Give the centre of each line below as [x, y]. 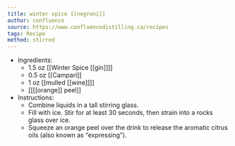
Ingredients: [35, 60]
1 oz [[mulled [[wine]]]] [61, 83]
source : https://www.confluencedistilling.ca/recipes [88, 27]
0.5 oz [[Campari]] [55, 75]
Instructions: [36, 98]
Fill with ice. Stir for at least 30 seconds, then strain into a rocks [120, 113]
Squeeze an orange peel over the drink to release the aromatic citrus [128, 128]
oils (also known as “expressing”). [77, 135]
